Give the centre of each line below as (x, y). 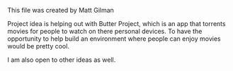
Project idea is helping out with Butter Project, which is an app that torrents (116, 24)
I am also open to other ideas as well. (62, 60)
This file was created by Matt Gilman (61, 10)
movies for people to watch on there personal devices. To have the (105, 31)
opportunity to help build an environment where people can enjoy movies (114, 39)
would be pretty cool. (38, 46)
